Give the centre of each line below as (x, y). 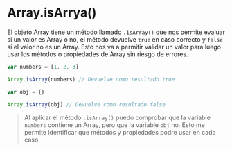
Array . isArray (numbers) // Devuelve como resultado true (91, 79)
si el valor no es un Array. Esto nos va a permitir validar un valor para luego (114, 47)
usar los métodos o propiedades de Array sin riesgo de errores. (98, 54)
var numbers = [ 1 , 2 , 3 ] (43, 67)
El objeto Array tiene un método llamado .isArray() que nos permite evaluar (116, 32)
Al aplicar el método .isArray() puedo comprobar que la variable (117, 118)
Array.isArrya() (52, 13)
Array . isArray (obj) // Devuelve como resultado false (87, 105)
